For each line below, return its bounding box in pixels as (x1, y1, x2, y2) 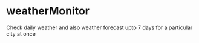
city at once (6, 30, 36, 37)
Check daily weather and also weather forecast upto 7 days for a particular (6, 24, 193, 31)
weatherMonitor (6, 4, 90, 18)
